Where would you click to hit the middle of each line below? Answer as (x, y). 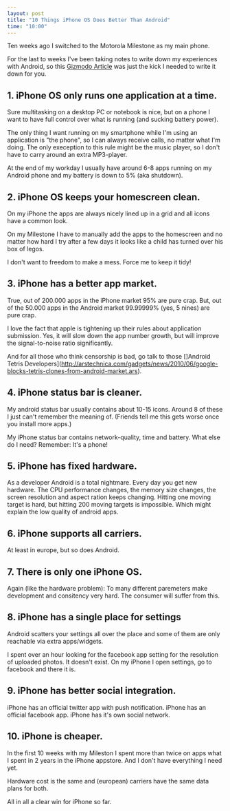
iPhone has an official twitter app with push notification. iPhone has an (106, 707)
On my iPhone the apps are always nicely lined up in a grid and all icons (108, 213)
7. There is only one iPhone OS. (75, 572)
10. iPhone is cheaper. (55, 736)
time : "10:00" (27, 26)
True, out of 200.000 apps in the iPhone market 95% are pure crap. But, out (114, 300)
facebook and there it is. (42, 669)
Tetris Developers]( (34, 364)
